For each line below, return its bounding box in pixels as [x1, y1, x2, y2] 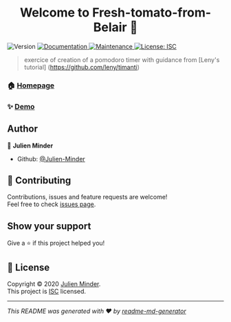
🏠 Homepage [7, 81, 55, 90]
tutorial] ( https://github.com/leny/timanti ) [23, 63, 140, 71]
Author [7, 123, 38, 135]
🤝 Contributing [7, 174, 71, 186]
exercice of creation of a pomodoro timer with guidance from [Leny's [23, 55, 220, 63]
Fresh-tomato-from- [91, 5, 212, 21]
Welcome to [19, 5, 90, 21]
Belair [93, 19, 127, 35]
